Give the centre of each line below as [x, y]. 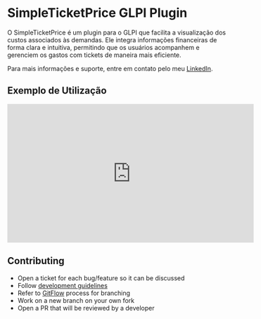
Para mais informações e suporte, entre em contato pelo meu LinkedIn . [110, 68]
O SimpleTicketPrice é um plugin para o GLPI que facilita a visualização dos [117, 32]
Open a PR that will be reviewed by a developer [86, 308]
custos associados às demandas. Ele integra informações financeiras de [112, 39]
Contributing [36, 261]
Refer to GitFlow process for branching [74, 293]
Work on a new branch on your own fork [76, 300]
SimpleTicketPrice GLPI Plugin [97, 13]
